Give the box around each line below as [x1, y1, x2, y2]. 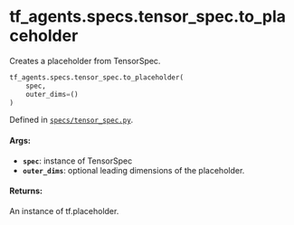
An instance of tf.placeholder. [9, 205, 119, 216]
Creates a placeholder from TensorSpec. [9, 55, 161, 66]
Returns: [9, 185, 43, 196]
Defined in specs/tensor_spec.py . [9, 115, 134, 126]
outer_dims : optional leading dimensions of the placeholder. [22, 164, 245, 175]
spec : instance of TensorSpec [22, 155, 133, 166]
